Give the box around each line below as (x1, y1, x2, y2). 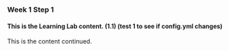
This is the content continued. (7, 37, 92, 45)
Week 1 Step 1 (7, 5, 54, 14)
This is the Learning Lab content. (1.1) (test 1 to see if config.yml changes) (7, 22, 223, 30)
